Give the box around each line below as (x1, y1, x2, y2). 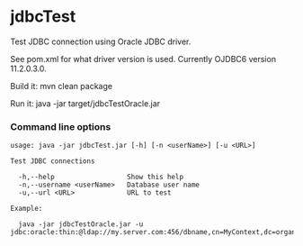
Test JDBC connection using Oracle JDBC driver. (10, 36, 192, 47)
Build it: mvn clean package (10, 80, 113, 91)
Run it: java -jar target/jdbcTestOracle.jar (10, 97, 161, 109)
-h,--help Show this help (18, 173, 183, 182)
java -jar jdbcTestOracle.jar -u (18, 220, 144, 229)
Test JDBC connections (10, 157, 95, 166)
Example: (10, 205, 43, 214)
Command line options (10, 120, 111, 132)
